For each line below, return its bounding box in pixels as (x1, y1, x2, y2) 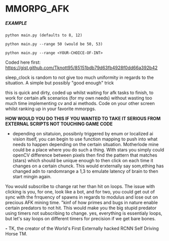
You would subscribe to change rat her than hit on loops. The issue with (5, 183, 155, 189)
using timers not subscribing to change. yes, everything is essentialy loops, (5, 210, 162, 216)
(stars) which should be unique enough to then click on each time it (12, 158, 153, 164)
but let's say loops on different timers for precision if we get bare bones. (5, 216, 156, 222)
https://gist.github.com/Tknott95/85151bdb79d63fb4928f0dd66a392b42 (5, 65, 158, 71)
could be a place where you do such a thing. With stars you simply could (12, 147, 164, 153)
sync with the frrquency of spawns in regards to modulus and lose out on (5, 194, 158, 200)
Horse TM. (5, 231, 28, 237)
